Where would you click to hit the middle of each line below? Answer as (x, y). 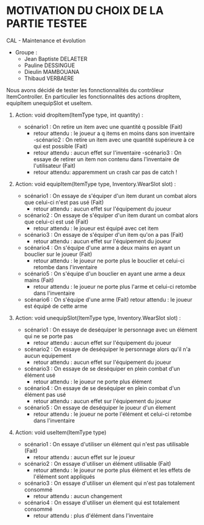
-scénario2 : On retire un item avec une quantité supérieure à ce (114, 139)
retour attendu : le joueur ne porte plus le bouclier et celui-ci (109, 261)
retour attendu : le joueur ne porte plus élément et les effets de (112, 470)
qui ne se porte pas (48, 336)
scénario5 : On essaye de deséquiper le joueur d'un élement (100, 407)
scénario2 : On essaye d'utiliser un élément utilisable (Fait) (98, 463)
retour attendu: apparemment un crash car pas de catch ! (105, 172)
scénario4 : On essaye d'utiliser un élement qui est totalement (102, 502)
